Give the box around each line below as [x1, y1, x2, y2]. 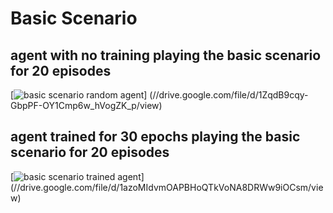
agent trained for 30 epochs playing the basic [10, 128, 301, 146]
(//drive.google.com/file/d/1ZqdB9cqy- [149, 89, 309, 101]
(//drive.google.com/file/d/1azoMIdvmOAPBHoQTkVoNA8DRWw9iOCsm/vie [10, 181, 324, 193]
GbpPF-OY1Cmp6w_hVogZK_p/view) [10, 100, 163, 111]
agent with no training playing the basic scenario [10, 47, 322, 64]
